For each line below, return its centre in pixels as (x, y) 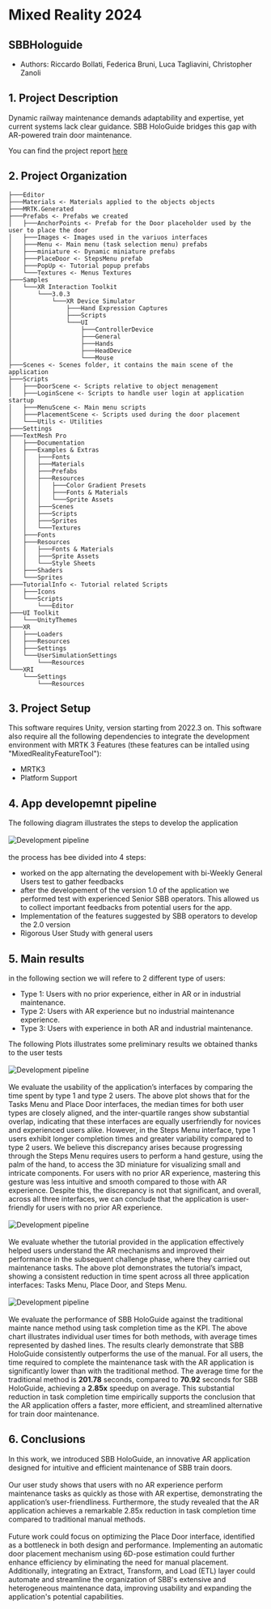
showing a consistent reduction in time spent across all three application (129, 1276)
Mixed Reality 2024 (75, 15)
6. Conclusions (47, 1439)
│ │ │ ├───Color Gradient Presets (78, 485)
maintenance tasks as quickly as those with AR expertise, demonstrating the (135, 1493)
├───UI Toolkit (34, 613)
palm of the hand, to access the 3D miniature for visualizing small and (125, 1164)
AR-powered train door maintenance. (70, 134)
